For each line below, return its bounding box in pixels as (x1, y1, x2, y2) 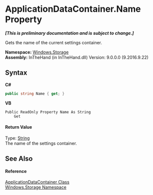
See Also (5, 155, 33, 163)
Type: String (5, 135, 30, 141)
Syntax (5, 69, 27, 77)
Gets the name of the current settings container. (5, 39, 102, 45)
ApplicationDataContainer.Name (5, 3, 141, 15)
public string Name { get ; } (5, 91, 65, 96)
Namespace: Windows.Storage (5, 49, 69, 55)
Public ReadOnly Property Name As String (5, 110, 91, 114)
